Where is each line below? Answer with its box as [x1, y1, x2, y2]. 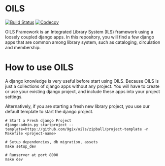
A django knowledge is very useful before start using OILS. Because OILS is [5, 78, 159, 84]
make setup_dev [5, 144, 36, 149]
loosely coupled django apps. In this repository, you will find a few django [5, 34, 154, 40]
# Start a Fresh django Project [5, 118, 71, 123]
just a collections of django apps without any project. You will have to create [5, 83, 160, 89]
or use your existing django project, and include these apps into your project [5, 88, 160, 94]
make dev [5, 157, 23, 162]
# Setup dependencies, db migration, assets [5, 139, 98, 144]
